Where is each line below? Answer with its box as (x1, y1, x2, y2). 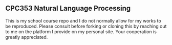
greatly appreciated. (5, 34, 48, 40)
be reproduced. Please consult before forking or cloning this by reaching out (5, 23, 167, 29)
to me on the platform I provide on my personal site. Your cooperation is (5, 28, 157, 35)
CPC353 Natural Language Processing (5, 4, 131, 13)
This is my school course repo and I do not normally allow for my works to (5, 17, 161, 24)
